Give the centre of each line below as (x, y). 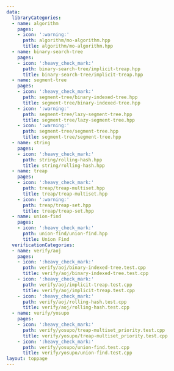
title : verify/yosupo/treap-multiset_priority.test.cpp (95, 336)
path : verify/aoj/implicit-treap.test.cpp (77, 285)
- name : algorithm (35, 23)
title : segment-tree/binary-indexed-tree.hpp (81, 103)
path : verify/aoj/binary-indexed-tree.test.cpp (84, 268)
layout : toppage (27, 359)
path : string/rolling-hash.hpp (62, 160)
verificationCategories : (43, 245)
